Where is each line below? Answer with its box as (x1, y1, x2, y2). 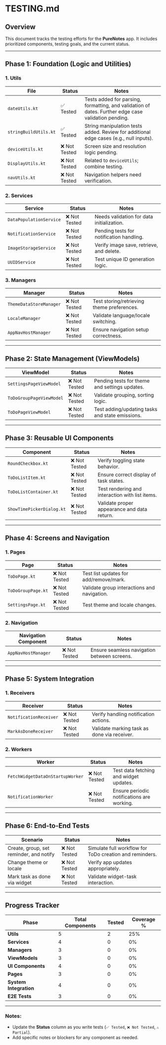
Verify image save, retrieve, (94, 241, 158, 248)
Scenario (21, 836, 43, 843)
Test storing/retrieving (92, 298, 144, 305)
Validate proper (97, 499, 133, 506)
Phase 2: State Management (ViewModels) (5, 354, 140, 363)
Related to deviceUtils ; (84, 157, 139, 163)
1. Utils (5, 75, 21, 81)
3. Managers (5, 277, 36, 283)
